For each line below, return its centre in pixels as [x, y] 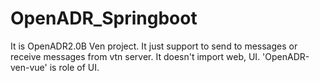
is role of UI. [74, 67]
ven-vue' [29, 67]
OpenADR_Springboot [104, 18]
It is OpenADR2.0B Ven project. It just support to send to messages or [154, 46]
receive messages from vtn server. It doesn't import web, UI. [135, 56]
